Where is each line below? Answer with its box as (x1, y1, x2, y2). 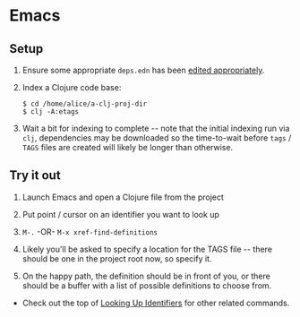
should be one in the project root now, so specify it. (21, 253, 212, 264)
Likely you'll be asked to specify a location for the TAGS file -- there (21, 244, 273, 254)
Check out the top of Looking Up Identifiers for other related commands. (21, 297, 290, 308)
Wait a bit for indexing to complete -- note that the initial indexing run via (21, 123, 290, 133)
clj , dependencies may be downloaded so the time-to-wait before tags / (21, 133, 292, 143)
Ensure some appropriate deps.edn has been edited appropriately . (21, 64, 265, 75)
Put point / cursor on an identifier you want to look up (21, 209, 219, 219)
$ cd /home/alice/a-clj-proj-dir (21, 99, 148, 108)
